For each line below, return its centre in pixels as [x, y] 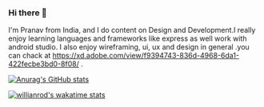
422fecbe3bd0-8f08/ [44, 64]
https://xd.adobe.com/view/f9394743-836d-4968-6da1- [146, 56]
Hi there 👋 [28, 13]
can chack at [30, 56]
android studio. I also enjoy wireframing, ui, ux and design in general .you [129, 47]
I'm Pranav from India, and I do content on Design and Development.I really [132, 30]
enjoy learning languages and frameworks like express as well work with [128, 38]
